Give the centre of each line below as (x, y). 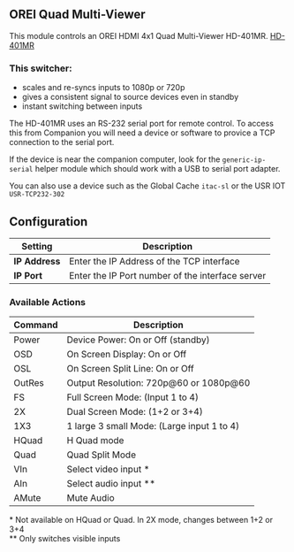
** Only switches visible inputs (65, 539)
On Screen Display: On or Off (127, 355)
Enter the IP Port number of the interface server (168, 275)
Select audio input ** (111, 484)
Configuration (49, 222)
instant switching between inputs (82, 106)
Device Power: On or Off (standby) (138, 340)
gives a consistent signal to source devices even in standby (130, 97)
